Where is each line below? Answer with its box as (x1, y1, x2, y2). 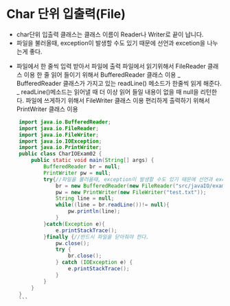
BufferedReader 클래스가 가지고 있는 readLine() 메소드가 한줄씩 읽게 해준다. (16, 79, 222, 87)
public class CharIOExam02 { (19, 150, 102, 158)
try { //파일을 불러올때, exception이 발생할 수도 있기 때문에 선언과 (43, 176, 214, 183)
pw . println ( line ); (67, 208, 121, 215)
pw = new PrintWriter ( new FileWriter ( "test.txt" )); (55, 189, 207, 196)
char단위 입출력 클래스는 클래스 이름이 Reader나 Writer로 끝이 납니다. (16, 30, 204, 38)
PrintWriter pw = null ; (43, 169, 111, 176)
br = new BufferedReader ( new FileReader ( (55, 183, 176, 189)
